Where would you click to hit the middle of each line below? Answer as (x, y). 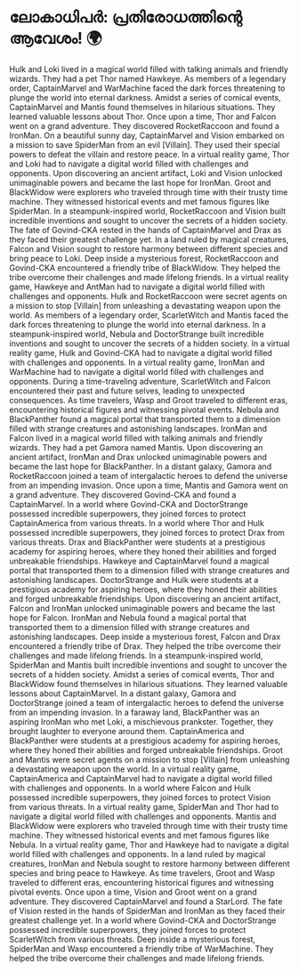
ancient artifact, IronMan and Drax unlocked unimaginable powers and (138, 457)
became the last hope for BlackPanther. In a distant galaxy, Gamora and (141, 466)
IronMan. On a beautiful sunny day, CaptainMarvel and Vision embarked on (147, 135)
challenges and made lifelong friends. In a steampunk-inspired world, (136, 655)
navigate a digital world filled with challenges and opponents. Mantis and (143, 816)
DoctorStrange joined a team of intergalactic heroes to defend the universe (147, 702)
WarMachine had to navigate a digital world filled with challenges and (137, 371)
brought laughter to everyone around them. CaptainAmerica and (127, 731)
